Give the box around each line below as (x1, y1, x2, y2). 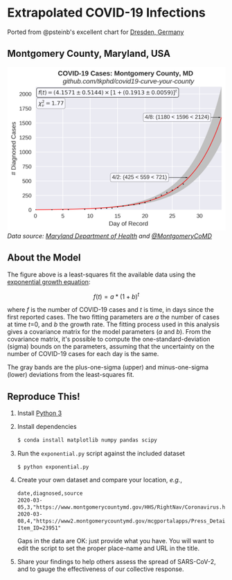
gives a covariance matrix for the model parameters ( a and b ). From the (7, 328, 211, 336)
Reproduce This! (7, 390, 80, 403)
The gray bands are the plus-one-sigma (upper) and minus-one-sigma (7, 363, 209, 371)
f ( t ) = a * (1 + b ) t (93, 291, 140, 301)
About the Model (7, 252, 81, 264)
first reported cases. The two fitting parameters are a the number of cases (7, 313, 220, 322)
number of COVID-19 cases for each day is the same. (7, 350, 159, 358)
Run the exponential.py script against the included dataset (17, 449, 186, 457)
